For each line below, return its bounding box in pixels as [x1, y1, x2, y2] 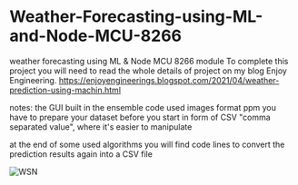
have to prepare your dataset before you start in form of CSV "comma [9, 112, 271, 122]
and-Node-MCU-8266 [9, 25, 182, 46]
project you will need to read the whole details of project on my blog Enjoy [9, 65, 288, 76]
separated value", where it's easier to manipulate [9, 121, 193, 132]
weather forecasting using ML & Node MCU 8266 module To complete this [9, 55, 289, 66]
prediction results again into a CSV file [9, 148, 153, 160]
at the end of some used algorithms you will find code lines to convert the [9, 139, 285, 150]
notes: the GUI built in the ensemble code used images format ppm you [9, 102, 277, 112]
